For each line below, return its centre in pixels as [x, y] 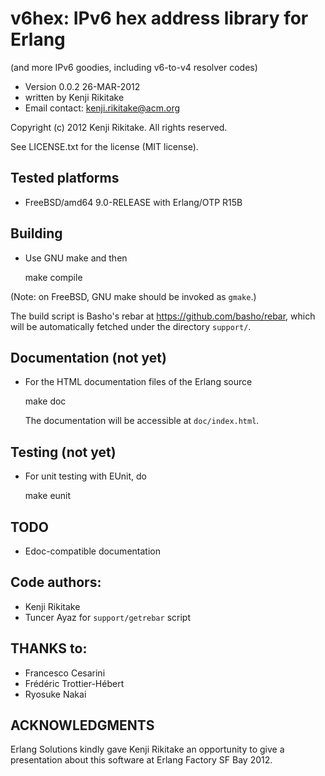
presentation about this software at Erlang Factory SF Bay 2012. [141, 760]
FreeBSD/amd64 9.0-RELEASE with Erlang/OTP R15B [133, 202]
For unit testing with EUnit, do [85, 476]
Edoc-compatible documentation [92, 551]
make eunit [48, 496]
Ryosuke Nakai [55, 694]
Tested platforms [65, 178]
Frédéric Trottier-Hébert [74, 683]
